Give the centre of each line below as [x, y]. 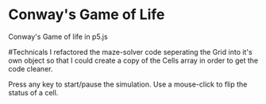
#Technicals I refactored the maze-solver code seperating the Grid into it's [130, 52]
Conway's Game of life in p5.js [58, 37]
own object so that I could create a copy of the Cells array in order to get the [133, 60]
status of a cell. [33, 92]
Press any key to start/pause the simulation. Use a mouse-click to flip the [128, 84]
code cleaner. [31, 68]
